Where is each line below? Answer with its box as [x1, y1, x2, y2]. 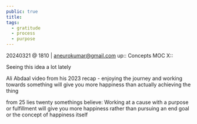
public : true [6, 8, 38, 15]
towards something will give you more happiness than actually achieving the [6, 81, 191, 88]
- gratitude [11, 25, 41, 31]
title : [6, 14, 22, 20]
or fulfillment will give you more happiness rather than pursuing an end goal [6, 105, 189, 112]
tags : [6, 19, 19, 25]
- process [11, 31, 35, 36]
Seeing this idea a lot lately [6, 63, 72, 71]
